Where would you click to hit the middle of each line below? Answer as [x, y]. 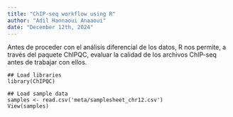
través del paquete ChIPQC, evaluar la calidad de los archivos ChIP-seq [112, 55]
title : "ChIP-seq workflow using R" [61, 14]
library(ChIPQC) [31, 82]
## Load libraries [34, 75]
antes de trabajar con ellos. [47, 62]
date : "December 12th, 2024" [50, 27]
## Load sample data [38, 94]
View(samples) [28, 106]
